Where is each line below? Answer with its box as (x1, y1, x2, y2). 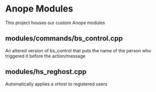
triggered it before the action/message (5, 53, 86, 59)
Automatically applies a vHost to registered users (5, 81, 108, 87)
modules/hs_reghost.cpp (5, 67, 87, 76)
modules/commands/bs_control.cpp (5, 34, 123, 43)
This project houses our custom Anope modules (5, 20, 105, 26)
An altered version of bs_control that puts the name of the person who (5, 47, 151, 53)
